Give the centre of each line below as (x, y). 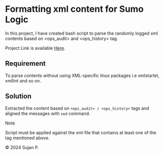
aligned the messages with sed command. (48, 113)
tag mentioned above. (27, 138)
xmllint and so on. (23, 80)
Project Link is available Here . (35, 48)
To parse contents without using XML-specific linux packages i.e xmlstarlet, (82, 76)
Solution (18, 97)
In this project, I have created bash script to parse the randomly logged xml (82, 33)
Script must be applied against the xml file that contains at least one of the (81, 132)
